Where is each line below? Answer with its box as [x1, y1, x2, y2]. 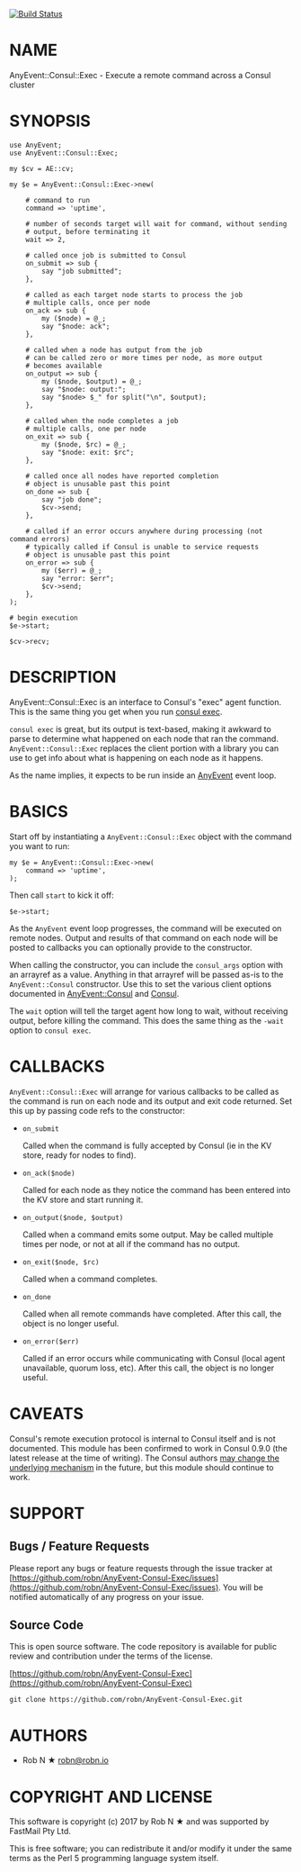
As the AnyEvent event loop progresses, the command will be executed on [9, 923, 282, 934]
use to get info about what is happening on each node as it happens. [9, 752, 263, 763]
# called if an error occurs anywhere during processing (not [25, 527, 263, 536]
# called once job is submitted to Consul [25, 250, 187, 260]
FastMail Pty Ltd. [9, 1826, 72, 1837]
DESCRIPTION [9, 667, 117, 688]
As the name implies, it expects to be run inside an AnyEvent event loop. [9, 770, 277, 781]
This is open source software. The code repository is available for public [9, 1641, 277, 1652]
